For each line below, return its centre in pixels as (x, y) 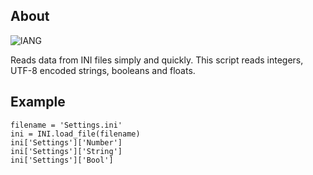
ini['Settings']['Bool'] (62, 160)
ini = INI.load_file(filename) (75, 134)
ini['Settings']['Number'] (66, 142)
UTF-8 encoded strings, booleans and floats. (103, 70)
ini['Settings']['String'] (66, 151)
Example (38, 102)
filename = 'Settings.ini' (66, 125)
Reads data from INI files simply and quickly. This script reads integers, (157, 60)
